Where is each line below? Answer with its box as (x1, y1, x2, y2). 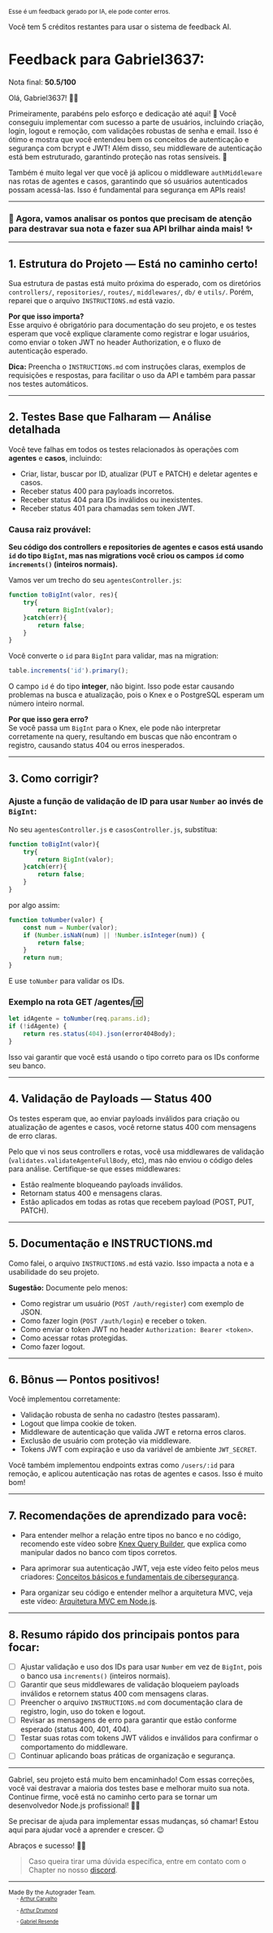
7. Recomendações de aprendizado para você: (8, 1509, 247, 1523)
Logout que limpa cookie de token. (19, 1418, 136, 1428)
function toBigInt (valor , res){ (8, 591, 118, 599)
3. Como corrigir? (8, 771, 99, 785)
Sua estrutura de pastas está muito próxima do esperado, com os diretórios (8, 279, 262, 289)
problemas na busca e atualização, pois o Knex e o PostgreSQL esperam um (8, 690, 265, 700)
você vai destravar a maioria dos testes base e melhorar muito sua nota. (8, 1783, 250, 1793)
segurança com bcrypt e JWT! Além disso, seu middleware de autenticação (8, 143, 262, 153)
